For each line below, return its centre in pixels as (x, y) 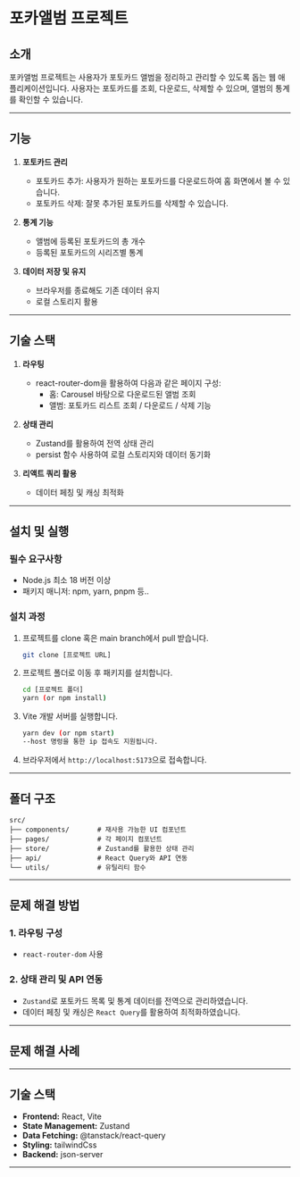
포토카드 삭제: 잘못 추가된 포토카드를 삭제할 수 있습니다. (132, 203)
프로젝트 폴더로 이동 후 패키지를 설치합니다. (97, 673)
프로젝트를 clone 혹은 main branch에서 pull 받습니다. (115, 638)
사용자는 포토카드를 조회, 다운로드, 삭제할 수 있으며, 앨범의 (172, 88)
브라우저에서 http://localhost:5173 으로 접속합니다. (114, 759)
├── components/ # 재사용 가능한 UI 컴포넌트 (98, 830)
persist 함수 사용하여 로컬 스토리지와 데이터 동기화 (123, 454)
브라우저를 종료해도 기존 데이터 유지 (98, 290)
